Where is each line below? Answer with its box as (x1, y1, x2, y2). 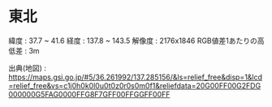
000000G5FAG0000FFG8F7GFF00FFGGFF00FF (8, 89, 171, 99)
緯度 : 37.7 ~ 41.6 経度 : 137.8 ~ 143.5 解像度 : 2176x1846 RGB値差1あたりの (8, 36, 257, 45)
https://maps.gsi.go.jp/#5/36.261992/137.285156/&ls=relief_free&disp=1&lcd (8, 72, 262, 82)
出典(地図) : (8, 62, 47, 73)
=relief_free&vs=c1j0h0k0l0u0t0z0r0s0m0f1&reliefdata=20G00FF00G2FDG (8, 80, 261, 90)
